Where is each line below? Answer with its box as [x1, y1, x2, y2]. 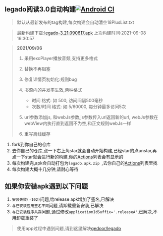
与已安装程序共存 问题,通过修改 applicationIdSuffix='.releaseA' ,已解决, [11, 208, 153, 215]
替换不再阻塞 [24, 65, 51, 71]
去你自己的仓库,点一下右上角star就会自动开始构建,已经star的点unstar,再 [11, 147, 157, 153]
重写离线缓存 [24, 131, 51, 137]
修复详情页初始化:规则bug [24, 76, 77, 82]
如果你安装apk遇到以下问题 [4, 182, 88, 190]
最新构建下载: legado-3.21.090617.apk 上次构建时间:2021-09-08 [16, 30, 146, 36]
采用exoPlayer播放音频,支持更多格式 [24, 55, 98, 61]
